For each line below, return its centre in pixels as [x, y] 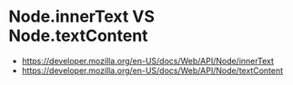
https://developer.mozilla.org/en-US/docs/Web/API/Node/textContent [152, 71]
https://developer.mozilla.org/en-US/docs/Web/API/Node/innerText [148, 61]
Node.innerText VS [82, 17]
